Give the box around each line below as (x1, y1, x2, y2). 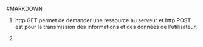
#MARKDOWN (6, 5, 43, 12)
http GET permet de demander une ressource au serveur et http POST (15, 17, 191, 23)
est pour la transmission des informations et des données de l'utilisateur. (15, 23, 198, 30)
